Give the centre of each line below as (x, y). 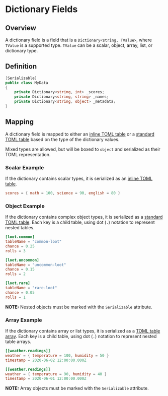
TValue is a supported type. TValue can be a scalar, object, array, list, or (79, 45)
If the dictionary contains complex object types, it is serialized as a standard (84, 217)
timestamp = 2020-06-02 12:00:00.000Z (46, 360)
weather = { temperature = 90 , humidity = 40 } (56, 374)
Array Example (24, 320)
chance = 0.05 (20, 292)
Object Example (25, 206)
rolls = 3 (16, 251)
